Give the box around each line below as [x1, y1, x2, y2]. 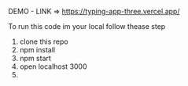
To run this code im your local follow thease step [8, 22, 166, 30]
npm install [19, 45, 56, 54]
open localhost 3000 [19, 62, 88, 71]
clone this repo [19, 37, 68, 46]
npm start [19, 54, 51, 63]
